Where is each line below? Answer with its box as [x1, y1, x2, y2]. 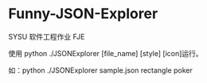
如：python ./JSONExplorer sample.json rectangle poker [8, 65, 193, 75]
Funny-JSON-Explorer [8, 5, 158, 23]
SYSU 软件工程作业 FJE [8, 32, 85, 41]
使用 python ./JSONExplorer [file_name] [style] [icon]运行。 [8, 48, 203, 58]
